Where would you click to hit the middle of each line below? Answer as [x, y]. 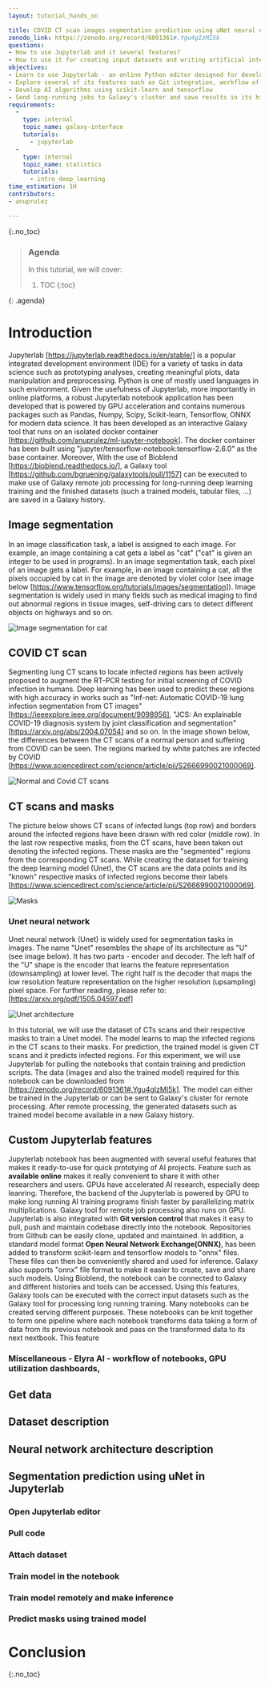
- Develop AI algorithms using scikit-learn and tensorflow [111, 90]
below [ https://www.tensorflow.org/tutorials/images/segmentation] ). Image [132, 586]
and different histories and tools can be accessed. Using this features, [124, 1287]
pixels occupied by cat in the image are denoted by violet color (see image [131, 578]
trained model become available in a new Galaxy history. [101, 1115]
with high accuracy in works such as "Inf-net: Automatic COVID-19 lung [126, 698]
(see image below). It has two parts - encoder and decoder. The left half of [132, 956]
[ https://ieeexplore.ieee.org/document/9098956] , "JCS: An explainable [125, 714]
